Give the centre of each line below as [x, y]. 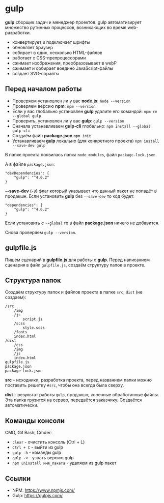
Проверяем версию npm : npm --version [54, 106]
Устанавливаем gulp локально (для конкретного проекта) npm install [86, 141]
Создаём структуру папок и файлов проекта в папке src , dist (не [74, 292]
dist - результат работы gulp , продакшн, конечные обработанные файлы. [82, 395]
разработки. [18, 32]
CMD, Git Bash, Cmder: [28, 433]
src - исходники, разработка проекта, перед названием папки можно [79, 380]
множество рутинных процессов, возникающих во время [66, 27]
